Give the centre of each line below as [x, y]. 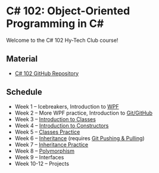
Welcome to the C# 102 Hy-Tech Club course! [62, 40]
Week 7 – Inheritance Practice [51, 144]
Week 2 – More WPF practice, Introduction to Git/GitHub [84, 113]
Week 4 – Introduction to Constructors [62, 125]
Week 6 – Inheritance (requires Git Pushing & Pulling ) [79, 138]
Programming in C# [55, 24]
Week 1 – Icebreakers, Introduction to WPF [67, 106]
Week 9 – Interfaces [39, 157]
